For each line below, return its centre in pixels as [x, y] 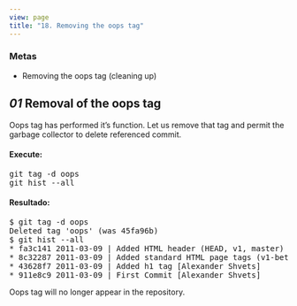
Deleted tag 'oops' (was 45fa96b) [84, 231]
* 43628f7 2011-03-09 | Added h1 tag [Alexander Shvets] [135, 267]
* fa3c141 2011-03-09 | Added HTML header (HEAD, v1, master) [147, 249]
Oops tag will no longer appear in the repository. [97, 292]
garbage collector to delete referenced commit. [95, 134]
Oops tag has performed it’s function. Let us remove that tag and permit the [147, 125]
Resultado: [30, 203]
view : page [29, 17]
